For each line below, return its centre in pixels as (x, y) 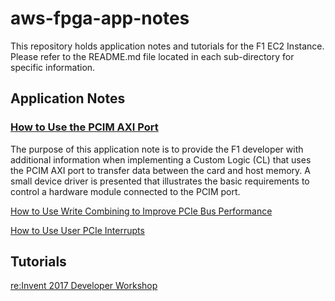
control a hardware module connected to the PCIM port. (125, 191)
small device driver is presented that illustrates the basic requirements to (160, 181)
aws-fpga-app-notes (100, 18)
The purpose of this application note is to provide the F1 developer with (157, 149)
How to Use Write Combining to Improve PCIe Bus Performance (141, 211)
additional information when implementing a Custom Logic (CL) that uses (161, 159)
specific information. (53, 67)
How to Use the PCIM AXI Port (84, 127)
